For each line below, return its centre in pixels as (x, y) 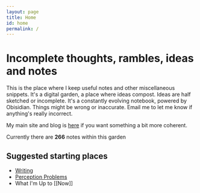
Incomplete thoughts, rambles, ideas (100, 59)
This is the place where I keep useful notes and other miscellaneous (91, 88)
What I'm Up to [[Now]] (44, 183)
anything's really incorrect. (39, 114)
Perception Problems (41, 177)
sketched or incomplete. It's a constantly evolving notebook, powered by (97, 101)
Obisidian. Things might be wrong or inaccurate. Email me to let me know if (99, 107)
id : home (17, 23)
